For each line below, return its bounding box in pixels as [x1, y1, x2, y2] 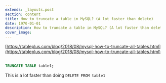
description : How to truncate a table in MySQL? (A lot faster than [5, 26, 149, 30]
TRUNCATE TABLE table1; [5, 63, 54, 68]
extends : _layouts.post [5, 7, 54, 12]
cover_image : [5, 30, 32, 35]
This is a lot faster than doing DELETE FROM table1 [5, 72, 105, 78]
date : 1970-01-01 [5, 21, 41, 26]
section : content [5, 12, 41, 17]
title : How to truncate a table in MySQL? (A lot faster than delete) [5, 16, 154, 21]
